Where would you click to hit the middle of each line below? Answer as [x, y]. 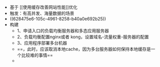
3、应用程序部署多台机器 [42, 43]
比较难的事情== [37, 55]
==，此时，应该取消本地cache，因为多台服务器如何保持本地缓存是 [84, 49]
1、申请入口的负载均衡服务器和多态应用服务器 [63, 31]
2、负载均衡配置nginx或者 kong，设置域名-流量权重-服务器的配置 [83, 37]
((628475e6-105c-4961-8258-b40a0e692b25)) [58, 19]
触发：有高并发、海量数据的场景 [42, 13]
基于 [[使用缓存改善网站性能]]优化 [44, 7]
